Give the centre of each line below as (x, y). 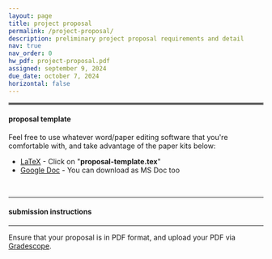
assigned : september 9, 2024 (57, 69)
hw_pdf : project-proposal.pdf (59, 62)
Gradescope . (30, 246)
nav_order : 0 (30, 53)
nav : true (25, 46)
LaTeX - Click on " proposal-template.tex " (91, 161)
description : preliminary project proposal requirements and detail (126, 38)
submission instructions (50, 212)
